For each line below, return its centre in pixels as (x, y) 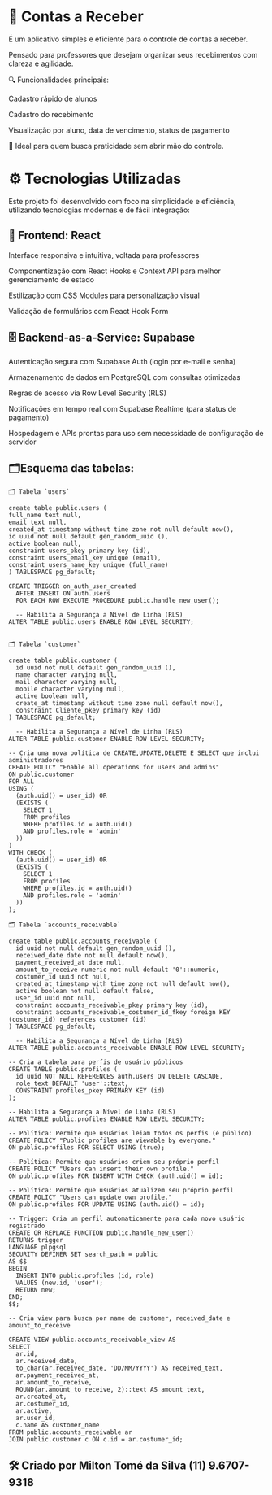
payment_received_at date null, (71, 963)
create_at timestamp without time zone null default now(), (119, 704)
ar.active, (34, 1411)
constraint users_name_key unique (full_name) (89, 565)
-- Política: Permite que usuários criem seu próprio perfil (114, 1162)
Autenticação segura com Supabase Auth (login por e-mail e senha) (122, 361)
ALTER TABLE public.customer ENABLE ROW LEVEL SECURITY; (107, 739)
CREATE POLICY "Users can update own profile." (91, 1198)
